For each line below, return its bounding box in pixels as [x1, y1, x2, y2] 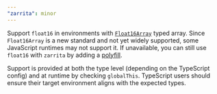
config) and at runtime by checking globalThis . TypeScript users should [7, 71, 211, 80]
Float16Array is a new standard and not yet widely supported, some [7, 36, 199, 45]
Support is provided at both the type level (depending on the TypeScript [7, 64, 210, 72]
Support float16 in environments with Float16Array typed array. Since [7, 29, 205, 37]
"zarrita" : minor [7, 10, 57, 17]
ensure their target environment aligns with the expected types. [7, 78, 186, 86]
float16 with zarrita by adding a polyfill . [7, 51, 123, 59]
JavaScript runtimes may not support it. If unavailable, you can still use [7, 43, 207, 51]
